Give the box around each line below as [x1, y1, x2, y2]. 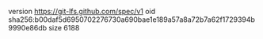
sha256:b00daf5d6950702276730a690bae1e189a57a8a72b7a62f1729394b [8, 15, 256, 24]
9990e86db [8, 23, 48, 32]
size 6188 [48, 23, 80, 32]
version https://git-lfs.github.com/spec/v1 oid [8, 7, 156, 16]
